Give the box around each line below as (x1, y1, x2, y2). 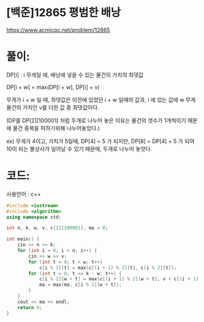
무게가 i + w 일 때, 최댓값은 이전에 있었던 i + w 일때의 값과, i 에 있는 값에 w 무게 (6, 96, 196, 103)
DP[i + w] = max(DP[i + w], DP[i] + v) (6, 83, 100, 91)
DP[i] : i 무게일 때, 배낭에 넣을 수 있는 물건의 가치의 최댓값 (6, 71, 144, 79)
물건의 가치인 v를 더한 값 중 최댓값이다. (6, 104, 99, 111)
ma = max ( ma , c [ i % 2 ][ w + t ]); (39, 282, 122, 288)
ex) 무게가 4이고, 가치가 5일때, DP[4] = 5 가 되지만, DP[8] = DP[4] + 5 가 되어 (6, 137, 195, 145)
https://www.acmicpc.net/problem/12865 (6, 26, 110, 34)
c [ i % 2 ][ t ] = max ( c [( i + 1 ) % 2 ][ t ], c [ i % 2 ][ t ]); (39, 264, 177, 270)
